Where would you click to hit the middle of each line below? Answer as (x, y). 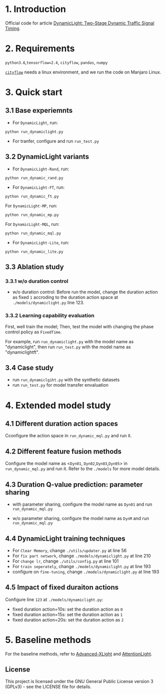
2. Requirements (40, 49)
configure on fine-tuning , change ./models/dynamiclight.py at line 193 (86, 572)
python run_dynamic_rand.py (34, 178)
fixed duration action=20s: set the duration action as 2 (68, 620)
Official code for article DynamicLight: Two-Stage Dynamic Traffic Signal (80, 23)
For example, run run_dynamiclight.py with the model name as (69, 341)
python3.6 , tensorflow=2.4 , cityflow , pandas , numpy (57, 62)
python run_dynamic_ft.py (32, 196)
